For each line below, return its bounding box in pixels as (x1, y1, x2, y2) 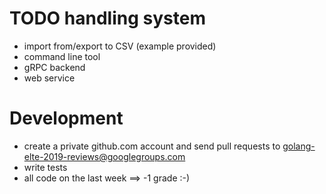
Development (9, 107, 124, 130)
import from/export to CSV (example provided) (23, 40, 217, 52)
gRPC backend (23, 61, 86, 73)
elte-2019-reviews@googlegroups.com (23, 150, 186, 162)
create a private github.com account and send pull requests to (23, 140, 281, 152)
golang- (282, 140, 316, 152)
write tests (23, 161, 68, 173)
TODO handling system (9, 7, 206, 30)
